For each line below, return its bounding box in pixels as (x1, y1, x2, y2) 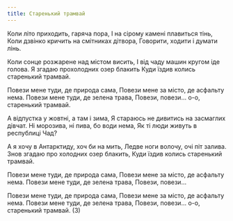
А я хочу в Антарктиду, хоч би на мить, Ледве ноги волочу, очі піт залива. (7, 142, 227, 150)
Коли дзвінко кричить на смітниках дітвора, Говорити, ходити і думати (7, 36, 218, 45)
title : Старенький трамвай (7, 10, 86, 17)
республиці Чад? (7, 129, 58, 137)
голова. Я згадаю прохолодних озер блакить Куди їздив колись (7, 65, 196, 73)
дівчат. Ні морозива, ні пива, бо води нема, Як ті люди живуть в (7, 121, 198, 129)
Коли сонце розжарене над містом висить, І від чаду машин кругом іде (7, 57, 220, 66)
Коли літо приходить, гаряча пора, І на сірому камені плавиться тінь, (7, 29, 214, 38)
